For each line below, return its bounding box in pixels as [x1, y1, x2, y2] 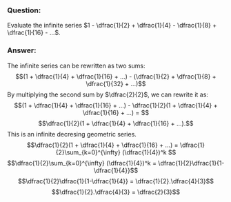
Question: [7, 6, 41, 15]
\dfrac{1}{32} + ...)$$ [86, 79, 146, 88]
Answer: [7, 46, 37, 55]
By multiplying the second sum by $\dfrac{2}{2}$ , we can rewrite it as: [7, 90, 209, 99]
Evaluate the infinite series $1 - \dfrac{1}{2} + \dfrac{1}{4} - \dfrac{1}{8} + [7, 21, 217, 30]
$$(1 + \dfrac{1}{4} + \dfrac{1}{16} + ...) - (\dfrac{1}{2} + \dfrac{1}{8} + [15, 72, 217, 81]
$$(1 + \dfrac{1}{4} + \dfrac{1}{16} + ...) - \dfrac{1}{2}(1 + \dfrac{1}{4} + [14, 101, 218, 109]
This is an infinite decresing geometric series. [7, 130, 137, 138]
